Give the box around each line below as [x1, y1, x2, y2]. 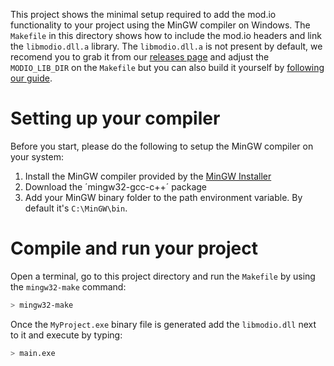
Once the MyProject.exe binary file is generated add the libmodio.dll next [10, 318, 317, 330]
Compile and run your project [10, 237, 258, 260]
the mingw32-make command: [10, 280, 127, 293]
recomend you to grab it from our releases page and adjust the [10, 51, 270, 63]
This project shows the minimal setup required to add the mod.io [10, 9, 277, 20]
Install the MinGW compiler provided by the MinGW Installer [24, 170, 272, 182]
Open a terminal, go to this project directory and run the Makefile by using [10, 270, 316, 282]
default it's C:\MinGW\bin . [24, 202, 128, 214]
